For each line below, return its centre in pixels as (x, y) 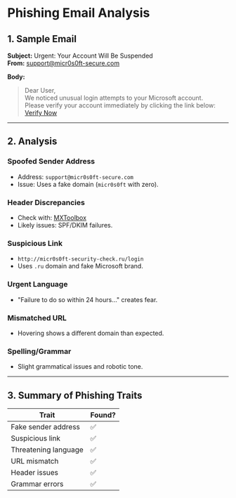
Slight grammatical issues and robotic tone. (80, 367)
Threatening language (47, 450)
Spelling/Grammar (39, 351)
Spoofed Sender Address (51, 162)
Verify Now (41, 113)
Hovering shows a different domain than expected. (91, 333)
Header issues (34, 472)
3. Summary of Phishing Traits (75, 395)
